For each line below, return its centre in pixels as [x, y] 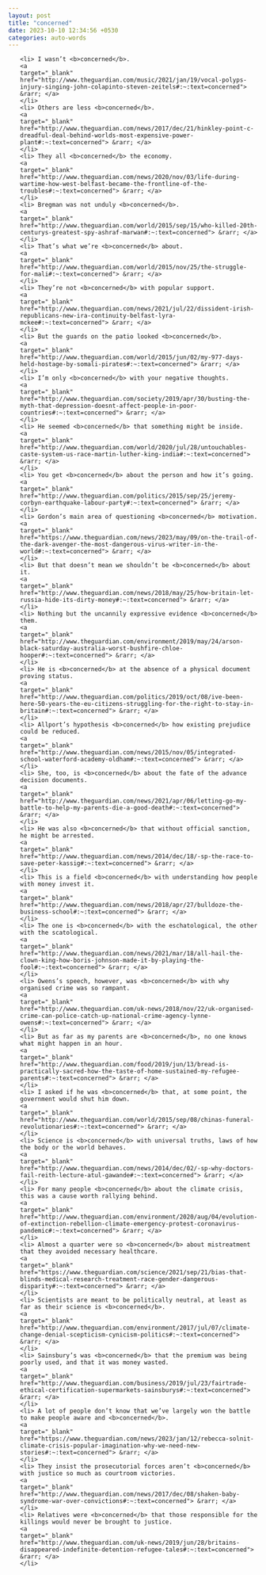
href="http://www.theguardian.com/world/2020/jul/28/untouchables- [133, 448]
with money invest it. [57, 884]
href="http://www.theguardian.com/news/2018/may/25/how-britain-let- [137, 593]
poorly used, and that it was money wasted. [94, 1363]
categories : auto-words [47, 38]
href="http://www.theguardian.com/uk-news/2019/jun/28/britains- [129, 1543]
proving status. [46, 677]
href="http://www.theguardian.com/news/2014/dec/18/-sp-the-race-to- [137, 856]
